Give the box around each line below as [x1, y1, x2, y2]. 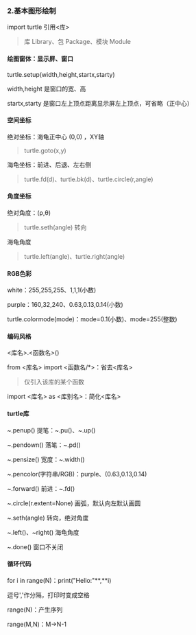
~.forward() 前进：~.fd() [7, 484, 75, 492]
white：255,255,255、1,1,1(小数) [7, 286, 97, 295]
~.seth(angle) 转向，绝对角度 [7, 513, 89, 522]
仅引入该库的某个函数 [23, 378, 84, 386]
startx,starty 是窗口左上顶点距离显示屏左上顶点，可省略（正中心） [7, 99, 193, 107]
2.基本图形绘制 [7, 5, 56, 15]
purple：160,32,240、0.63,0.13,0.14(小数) [7, 301, 123, 309]
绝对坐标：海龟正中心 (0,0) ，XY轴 [7, 132, 105, 141]
